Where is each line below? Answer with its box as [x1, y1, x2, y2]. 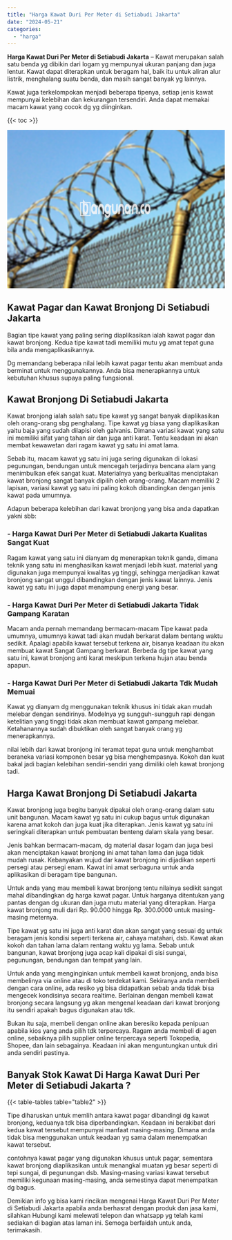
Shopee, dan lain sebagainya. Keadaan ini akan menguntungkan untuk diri [7, 1041, 217, 1049]
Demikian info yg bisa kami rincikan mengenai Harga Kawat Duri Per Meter [7, 1197, 220, 1205]
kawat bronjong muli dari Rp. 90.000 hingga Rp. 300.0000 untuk [7, 906, 191, 914]
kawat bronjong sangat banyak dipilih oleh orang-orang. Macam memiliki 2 [7, 476, 220, 485]
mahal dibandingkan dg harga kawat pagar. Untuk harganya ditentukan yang [7, 891, 224, 900]
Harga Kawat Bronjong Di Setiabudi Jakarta [7, 787, 197, 799]
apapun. [7, 661, 31, 669]
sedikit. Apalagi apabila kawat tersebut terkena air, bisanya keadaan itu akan [7, 639, 224, 647]
